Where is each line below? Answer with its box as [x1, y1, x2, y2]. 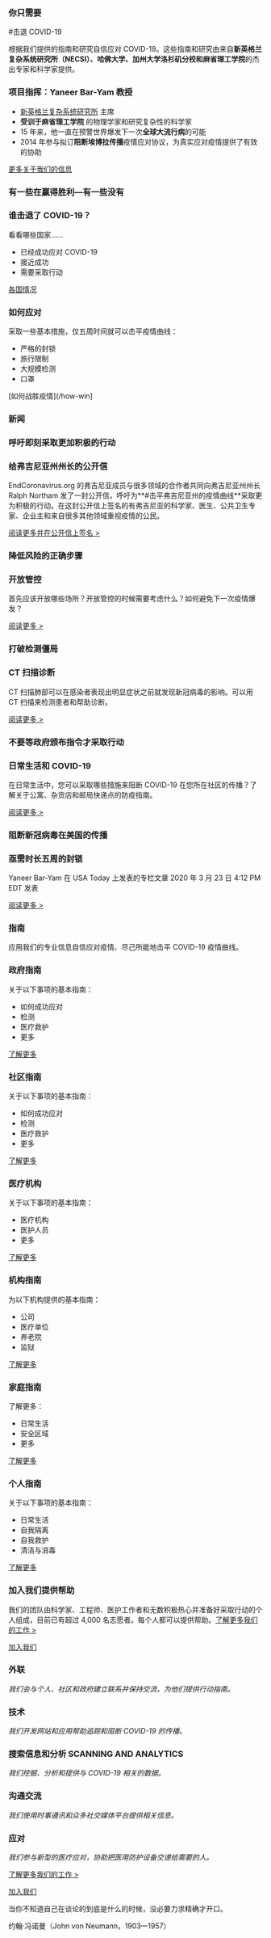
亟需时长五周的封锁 [8, 853, 83, 864]
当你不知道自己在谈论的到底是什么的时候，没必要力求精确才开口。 [8, 1903, 227, 1913]
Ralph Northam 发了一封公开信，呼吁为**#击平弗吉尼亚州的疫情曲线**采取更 [8, 491, 263, 500]
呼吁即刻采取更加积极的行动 [8, 436, 116, 448]
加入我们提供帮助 [8, 1585, 75, 1596]
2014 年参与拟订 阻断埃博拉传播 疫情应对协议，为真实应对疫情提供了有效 [19, 137, 258, 146]
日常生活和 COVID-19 [8, 760, 91, 771]
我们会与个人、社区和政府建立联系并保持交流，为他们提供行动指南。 [8, 1683, 235, 1694]
